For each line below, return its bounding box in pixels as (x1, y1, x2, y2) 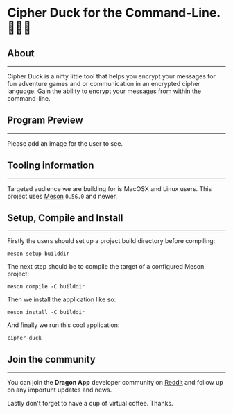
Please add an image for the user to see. (7, 139, 123, 147)
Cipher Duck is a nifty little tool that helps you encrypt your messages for (7, 72, 216, 81)
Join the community (7, 353, 96, 365)
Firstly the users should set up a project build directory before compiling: (7, 237, 216, 245)
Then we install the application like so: (7, 295, 116, 304)
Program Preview (7, 115, 83, 126)
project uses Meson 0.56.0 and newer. (7, 192, 118, 200)
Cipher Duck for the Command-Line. (7, 5, 221, 21)
